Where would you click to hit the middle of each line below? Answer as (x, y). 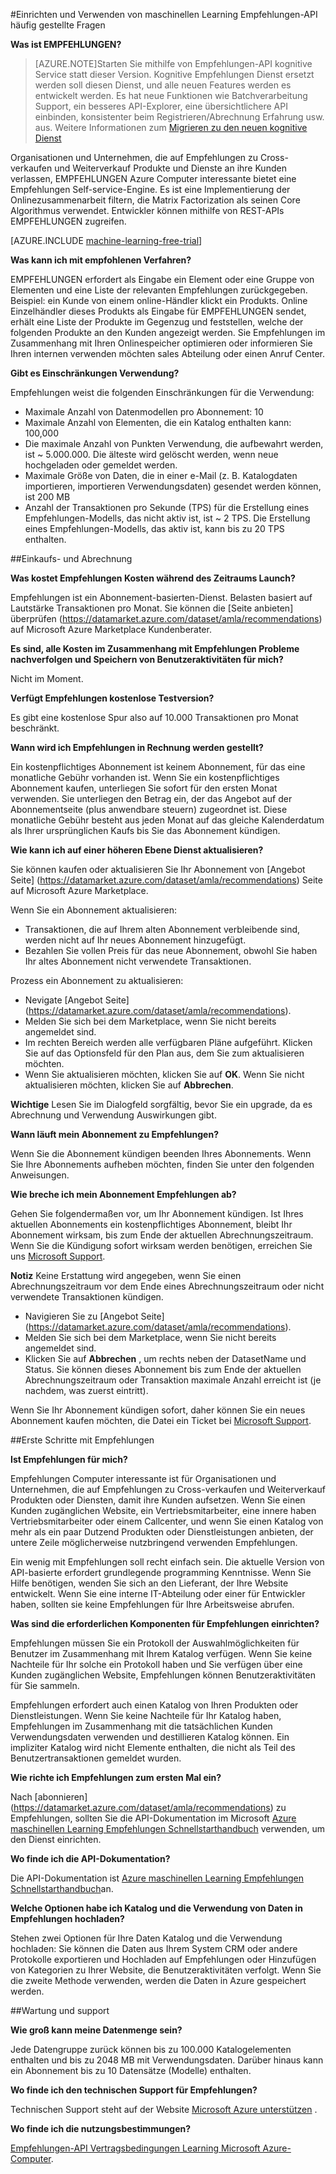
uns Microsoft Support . (58, 1256)
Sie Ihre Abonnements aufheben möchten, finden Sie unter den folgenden (162, 1164)
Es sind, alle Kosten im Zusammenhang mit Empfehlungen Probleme (155, 648)
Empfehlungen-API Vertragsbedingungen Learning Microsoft (135, 2148)
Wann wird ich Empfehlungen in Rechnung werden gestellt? (137, 747)
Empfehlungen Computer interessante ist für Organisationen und (143, 1478)
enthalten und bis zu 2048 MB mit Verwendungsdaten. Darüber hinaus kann (167, 2060)
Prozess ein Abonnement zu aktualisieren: (97, 980)
